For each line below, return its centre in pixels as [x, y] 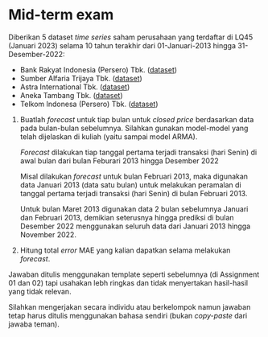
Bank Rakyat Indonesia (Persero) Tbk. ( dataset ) [99, 69]
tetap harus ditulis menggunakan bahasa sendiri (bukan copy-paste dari [128, 315]
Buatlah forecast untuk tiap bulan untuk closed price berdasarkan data [137, 119]
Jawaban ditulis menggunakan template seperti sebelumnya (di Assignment [134, 274]
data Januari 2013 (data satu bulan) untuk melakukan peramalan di [130, 185]
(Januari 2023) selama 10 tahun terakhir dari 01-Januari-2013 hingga [122, 45]
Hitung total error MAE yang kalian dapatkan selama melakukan [125, 250]
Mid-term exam [61, 15]
